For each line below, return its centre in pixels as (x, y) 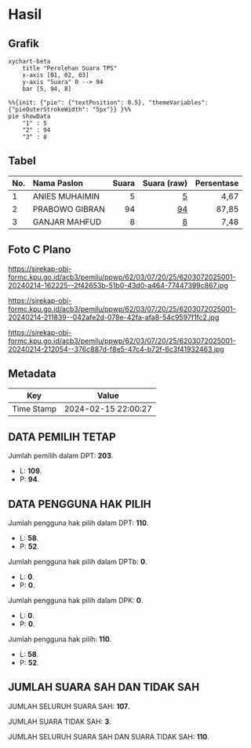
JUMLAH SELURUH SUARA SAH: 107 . (69, 706)
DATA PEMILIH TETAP (62, 437)
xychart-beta (29, 61)
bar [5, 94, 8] (47, 89)
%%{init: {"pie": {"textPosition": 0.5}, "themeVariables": (109, 103)
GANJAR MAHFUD (67, 221)
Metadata (32, 374)
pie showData (29, 116)
